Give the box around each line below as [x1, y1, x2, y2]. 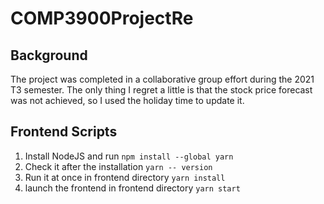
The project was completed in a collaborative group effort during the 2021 [10, 73, 315, 85]
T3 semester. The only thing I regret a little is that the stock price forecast [10, 84, 313, 96]
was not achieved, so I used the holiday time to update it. [10, 95, 245, 106]
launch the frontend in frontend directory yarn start [24, 182, 241, 194]
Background [10, 47, 88, 64]
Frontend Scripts [10, 123, 118, 141]
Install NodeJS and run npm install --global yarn [24, 150, 234, 162]
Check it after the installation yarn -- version [24, 160, 213, 172]
